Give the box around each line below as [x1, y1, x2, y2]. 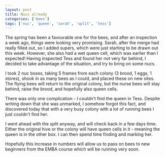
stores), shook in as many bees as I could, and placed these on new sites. [5, 76, 155, 81]
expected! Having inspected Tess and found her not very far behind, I [5, 55, 146, 62]
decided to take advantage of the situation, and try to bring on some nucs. [5, 61, 156, 67]
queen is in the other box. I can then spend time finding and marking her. [5, 131, 153, 137]
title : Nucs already [5, 12, 48, 17]
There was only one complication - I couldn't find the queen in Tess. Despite [5, 96, 160, 102]
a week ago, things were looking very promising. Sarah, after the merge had [5, 40, 159, 46]
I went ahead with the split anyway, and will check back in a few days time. [5, 121, 157, 127]
